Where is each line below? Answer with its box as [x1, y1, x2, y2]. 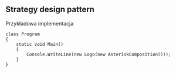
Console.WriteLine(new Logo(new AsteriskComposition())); [26, 52, 171, 57]
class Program [5, 31, 40, 37]
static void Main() [16, 41, 64, 47]
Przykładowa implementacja [5, 20, 74, 27]
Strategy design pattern [5, 5, 95, 14]
